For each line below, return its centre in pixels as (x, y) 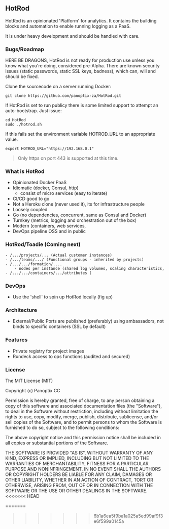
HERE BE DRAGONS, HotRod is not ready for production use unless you (80, 60)
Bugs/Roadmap (25, 49)
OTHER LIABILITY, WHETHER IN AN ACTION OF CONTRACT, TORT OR (79, 480)
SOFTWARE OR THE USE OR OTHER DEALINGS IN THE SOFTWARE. (76, 490)
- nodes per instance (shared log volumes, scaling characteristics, (90, 268)
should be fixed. (22, 77)
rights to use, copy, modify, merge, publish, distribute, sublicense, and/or (82, 417)
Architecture (21, 310)
